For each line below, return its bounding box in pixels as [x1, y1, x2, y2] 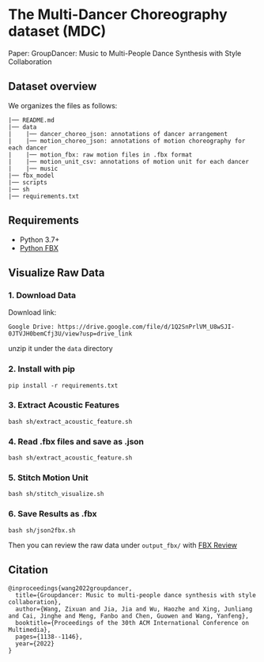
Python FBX [19, 243, 59, 252]
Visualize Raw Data [8, 266, 105, 279]
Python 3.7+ [19, 235, 60, 244]
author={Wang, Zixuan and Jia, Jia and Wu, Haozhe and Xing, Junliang [15, 605, 253, 613]
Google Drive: [8, 323, 55, 331]
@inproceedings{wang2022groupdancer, [8, 584, 133, 592]
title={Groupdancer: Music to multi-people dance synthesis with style [15, 591, 257, 599]
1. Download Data [8, 289, 77, 301]
